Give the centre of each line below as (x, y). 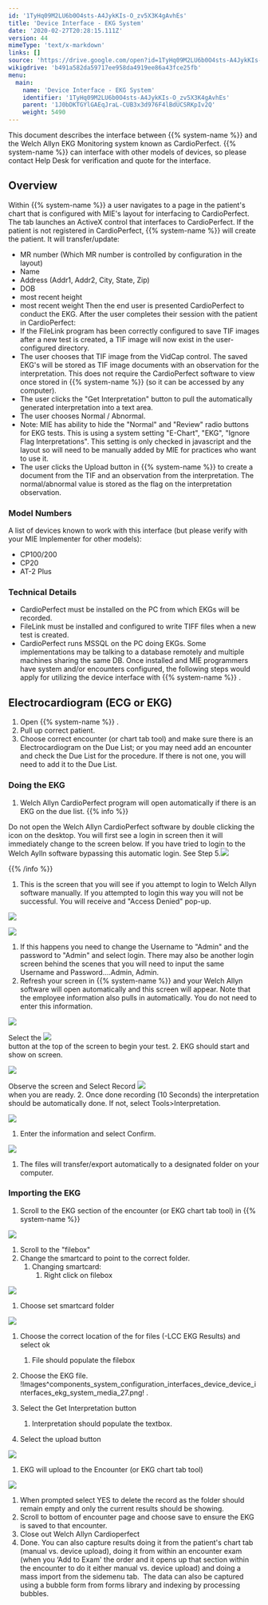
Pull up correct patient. (57, 731)
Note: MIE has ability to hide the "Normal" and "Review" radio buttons (134, 424)
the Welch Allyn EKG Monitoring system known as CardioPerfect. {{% (122, 144)
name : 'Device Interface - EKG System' (89, 90)
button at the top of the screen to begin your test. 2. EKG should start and (129, 1046)
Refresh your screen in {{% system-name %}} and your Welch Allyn (131, 980)
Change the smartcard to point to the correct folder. (105, 1258)
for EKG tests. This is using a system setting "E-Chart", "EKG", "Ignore (135, 433)
